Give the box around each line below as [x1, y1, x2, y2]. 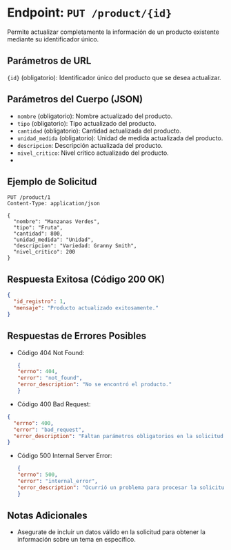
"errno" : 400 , [13, 419, 54, 426]
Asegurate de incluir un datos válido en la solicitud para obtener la [17, 528, 205, 536]
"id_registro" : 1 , [13, 298, 67, 305]
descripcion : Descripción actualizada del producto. [17, 141, 163, 149]
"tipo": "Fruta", [13, 225, 63, 231]
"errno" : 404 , [17, 368, 58, 375]
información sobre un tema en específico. [17, 535, 136, 544]
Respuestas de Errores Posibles [7, 330, 147, 342]
